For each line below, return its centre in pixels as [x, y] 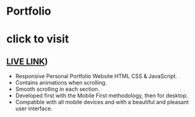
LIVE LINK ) [27, 61]
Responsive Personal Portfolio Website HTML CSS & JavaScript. [96, 76]
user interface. [34, 108]
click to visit [38, 39]
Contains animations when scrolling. [61, 83]
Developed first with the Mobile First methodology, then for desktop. [101, 96]
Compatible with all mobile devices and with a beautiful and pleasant [102, 102]
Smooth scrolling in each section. [57, 89]
